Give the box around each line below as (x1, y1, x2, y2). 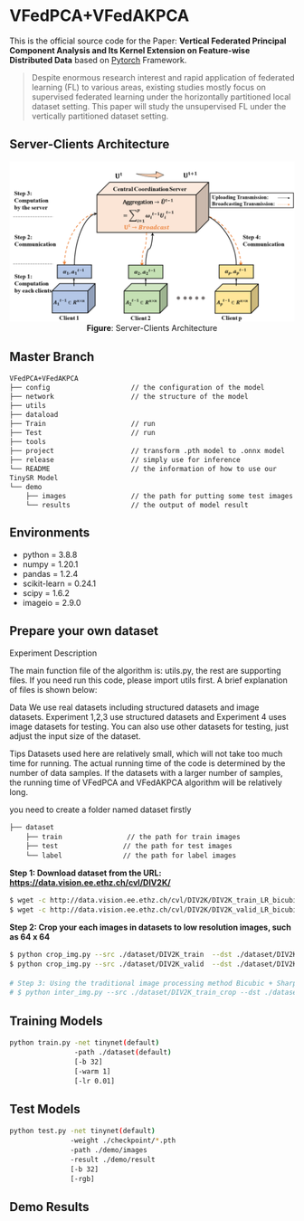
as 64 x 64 (9, 931, 51, 942)
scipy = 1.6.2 (22, 587, 71, 598)
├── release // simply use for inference (9, 456, 242, 465)
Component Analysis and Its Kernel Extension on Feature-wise (9, 44, 251, 55)
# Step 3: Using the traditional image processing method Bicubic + (9, 979, 273, 988)
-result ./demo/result (70, 1155, 156, 1164)
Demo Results (9, 1199, 90, 1215)
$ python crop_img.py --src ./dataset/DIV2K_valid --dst (9, 960, 233, 969)
